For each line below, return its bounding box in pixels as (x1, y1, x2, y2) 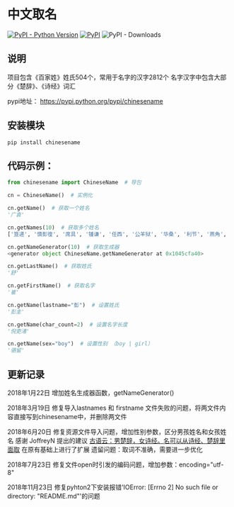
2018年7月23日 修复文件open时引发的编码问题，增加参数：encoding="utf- (7, 460, 224, 469)
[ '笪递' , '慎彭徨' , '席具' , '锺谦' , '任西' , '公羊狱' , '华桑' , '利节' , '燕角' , (7, 230, 227, 238)
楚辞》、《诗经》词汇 (19, 82, 76, 90)
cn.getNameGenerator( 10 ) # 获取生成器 (7, 243, 119, 250)
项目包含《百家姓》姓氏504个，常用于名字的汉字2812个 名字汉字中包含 (7, 72, 214, 82)
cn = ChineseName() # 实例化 (7, 192, 93, 199)
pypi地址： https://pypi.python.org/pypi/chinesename (7, 96, 164, 105)
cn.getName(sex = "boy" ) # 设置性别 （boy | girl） (7, 340, 153, 347)
